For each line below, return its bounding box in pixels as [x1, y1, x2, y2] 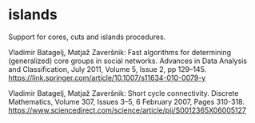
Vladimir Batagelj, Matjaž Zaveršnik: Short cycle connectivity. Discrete [8, 88, 239, 97]
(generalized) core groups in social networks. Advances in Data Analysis [8, 56, 248, 65]
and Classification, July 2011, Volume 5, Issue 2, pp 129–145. [8, 64, 207, 73]
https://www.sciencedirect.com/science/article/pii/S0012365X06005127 [8, 105, 246, 115]
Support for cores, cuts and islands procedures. [8, 32, 166, 42]
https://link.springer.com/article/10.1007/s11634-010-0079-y [8, 73, 206, 82]
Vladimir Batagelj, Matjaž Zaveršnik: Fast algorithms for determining [8, 47, 232, 57]
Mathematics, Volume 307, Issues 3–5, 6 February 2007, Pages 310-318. [8, 97, 245, 106]
